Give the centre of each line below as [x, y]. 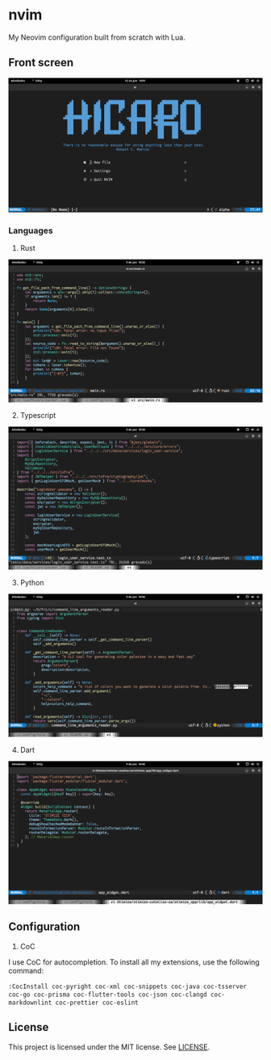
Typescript [38, 416]
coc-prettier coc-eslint [97, 1003]
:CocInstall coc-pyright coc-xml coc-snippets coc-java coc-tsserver [128, 986]
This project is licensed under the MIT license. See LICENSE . [109, 1047]
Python [32, 583]
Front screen [41, 63]
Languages [31, 230]
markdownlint [30, 1003]
